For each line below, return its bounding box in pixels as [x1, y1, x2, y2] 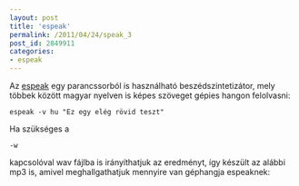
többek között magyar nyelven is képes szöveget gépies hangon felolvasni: [9, 90, 291, 101]
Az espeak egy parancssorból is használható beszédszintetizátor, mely [9, 81, 275, 91]
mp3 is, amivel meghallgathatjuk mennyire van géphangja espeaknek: [9, 167, 271, 177]
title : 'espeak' [9, 22, 71, 31]
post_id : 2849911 [9, 38, 75, 48]
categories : [9, 47, 55, 56]
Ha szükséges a [9, 123, 70, 134]
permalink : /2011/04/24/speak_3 [9, 30, 132, 39]
